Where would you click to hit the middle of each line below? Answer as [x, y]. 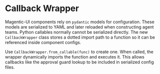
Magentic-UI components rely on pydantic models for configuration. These [80, 22]
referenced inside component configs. [43, 42]
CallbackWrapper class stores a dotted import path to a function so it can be [80, 37]
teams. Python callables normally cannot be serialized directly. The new [77, 32]
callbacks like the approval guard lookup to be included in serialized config [80, 62]
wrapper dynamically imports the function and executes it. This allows [75, 57]
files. [10, 67]
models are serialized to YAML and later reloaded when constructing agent [80, 27]
